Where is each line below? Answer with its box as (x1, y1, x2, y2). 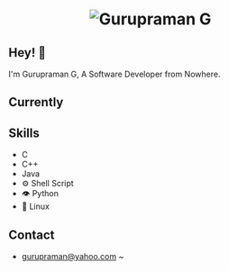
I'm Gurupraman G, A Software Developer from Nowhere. (8, 68, 221, 79)
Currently (8, 95, 64, 110)
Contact (8, 227, 55, 242)
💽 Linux (21, 201, 50, 212)
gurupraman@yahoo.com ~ (21, 251, 124, 262)
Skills (8, 125, 40, 140)
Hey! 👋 (8, 45, 47, 60)
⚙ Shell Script (21, 178, 74, 189)
